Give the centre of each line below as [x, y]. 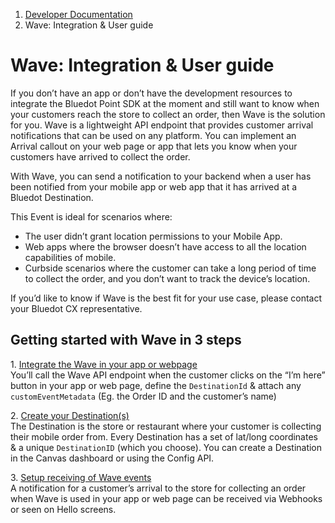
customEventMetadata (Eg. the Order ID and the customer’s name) [143, 396]
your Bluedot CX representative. [76, 308]
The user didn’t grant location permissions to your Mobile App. [153, 236]
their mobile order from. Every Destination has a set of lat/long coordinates [164, 436]
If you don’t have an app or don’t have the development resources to [151, 93]
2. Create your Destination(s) [70, 415]
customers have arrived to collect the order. [100, 156]
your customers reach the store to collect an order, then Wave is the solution [168, 114]
